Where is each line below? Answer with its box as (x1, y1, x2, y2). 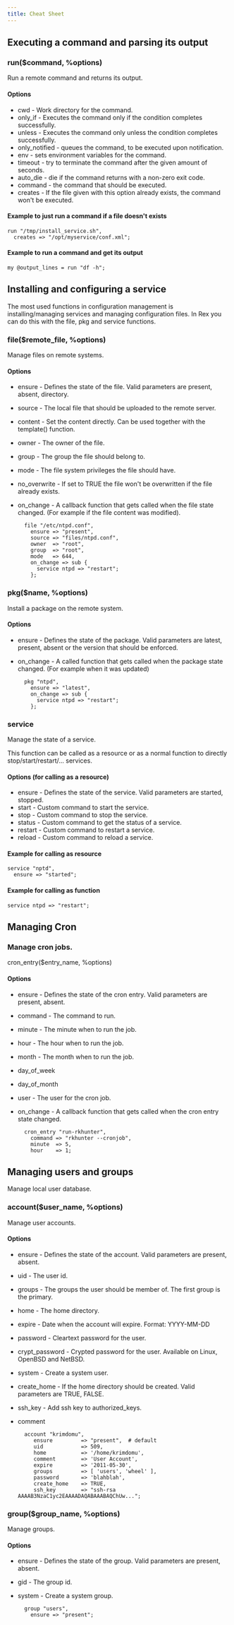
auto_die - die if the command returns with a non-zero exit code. (17, 173, 206, 181)
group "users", (24, 1605, 69, 1612)
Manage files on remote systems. (7, 351, 104, 359)
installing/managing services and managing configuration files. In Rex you (7, 309, 222, 318)
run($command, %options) (7, 57, 103, 67)
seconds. (17, 165, 45, 174)
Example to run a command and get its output (7, 249, 143, 257)
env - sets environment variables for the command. (17, 150, 167, 159)
